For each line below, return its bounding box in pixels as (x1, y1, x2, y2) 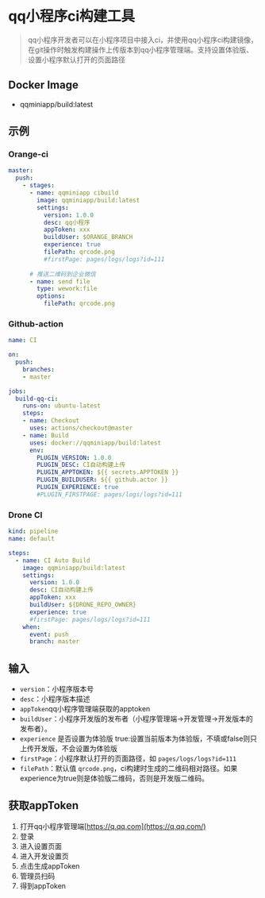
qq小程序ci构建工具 (8, 7, 136, 25)
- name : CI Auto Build (15, 557, 90, 565)
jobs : (8, 387, 26, 395)
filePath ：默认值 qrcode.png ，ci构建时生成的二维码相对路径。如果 (19, 764, 238, 773)
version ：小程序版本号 (19, 684, 94, 694)
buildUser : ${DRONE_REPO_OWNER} (29, 601, 136, 609)
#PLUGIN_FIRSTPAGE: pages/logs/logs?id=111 (36, 490, 182, 499)
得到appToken (19, 881, 66, 890)
